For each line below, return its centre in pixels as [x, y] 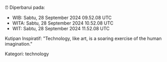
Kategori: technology [27, 54]
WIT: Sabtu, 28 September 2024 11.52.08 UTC [61, 28]
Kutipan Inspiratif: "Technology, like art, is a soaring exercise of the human [83, 38]
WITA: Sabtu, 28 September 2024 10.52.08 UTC [63, 23]
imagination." [19, 44]
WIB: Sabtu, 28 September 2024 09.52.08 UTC [62, 18]
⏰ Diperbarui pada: [25, 7]
